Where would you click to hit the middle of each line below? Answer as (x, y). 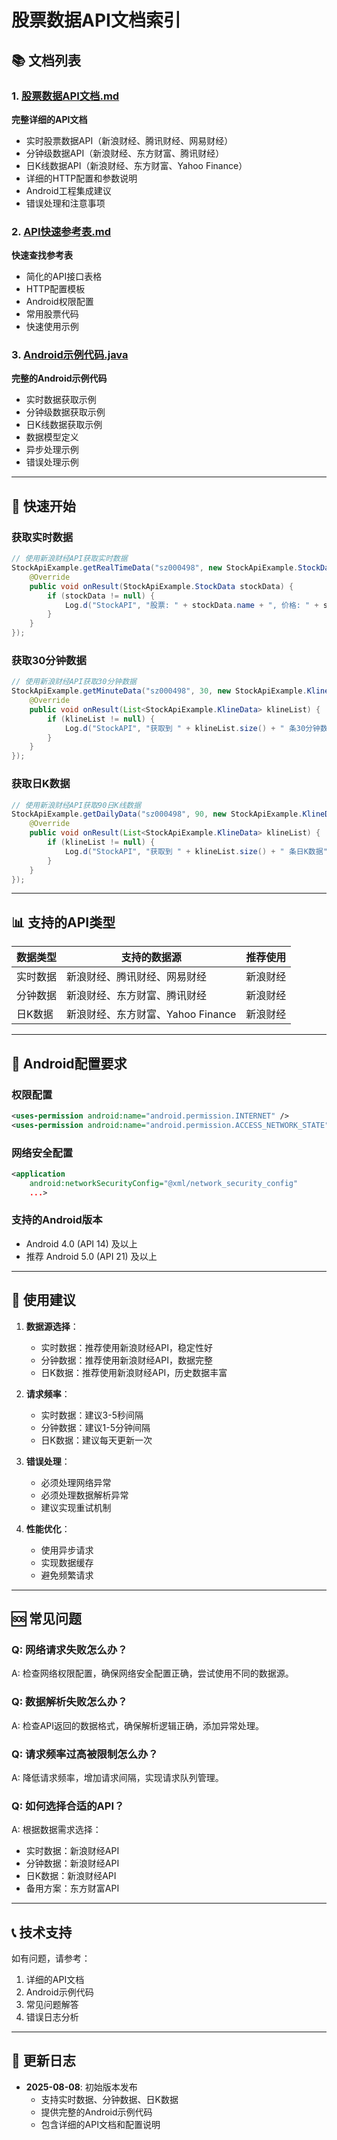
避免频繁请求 (67, 1575)
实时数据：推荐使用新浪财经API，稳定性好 (126, 1347)
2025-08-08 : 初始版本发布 (81, 2087)
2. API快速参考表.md (61, 231)
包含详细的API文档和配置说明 (100, 2124)
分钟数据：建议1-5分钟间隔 (95, 1427)
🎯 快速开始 (43, 506)
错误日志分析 (52, 2017)
